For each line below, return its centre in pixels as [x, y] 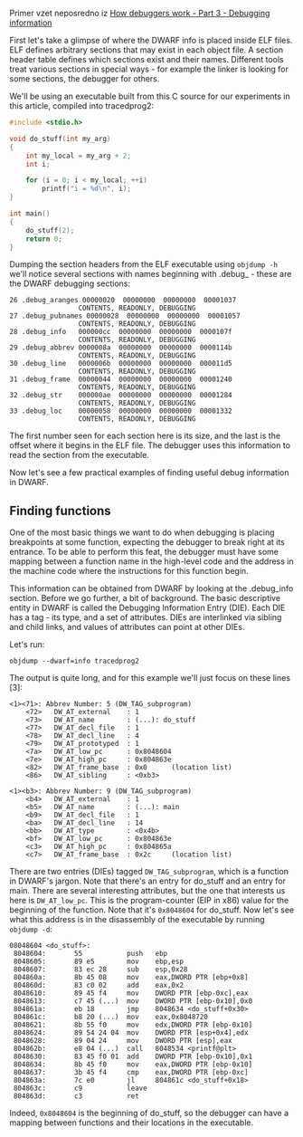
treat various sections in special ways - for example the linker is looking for [149, 69]
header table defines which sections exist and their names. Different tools [147, 59]
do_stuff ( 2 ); [50, 230]
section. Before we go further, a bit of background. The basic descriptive [145, 598]
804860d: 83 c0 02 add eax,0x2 [98, 986]
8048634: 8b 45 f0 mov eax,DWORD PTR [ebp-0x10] [133, 1065]
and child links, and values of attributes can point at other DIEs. [127, 627]
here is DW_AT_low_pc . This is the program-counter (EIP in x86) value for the [149, 901]
